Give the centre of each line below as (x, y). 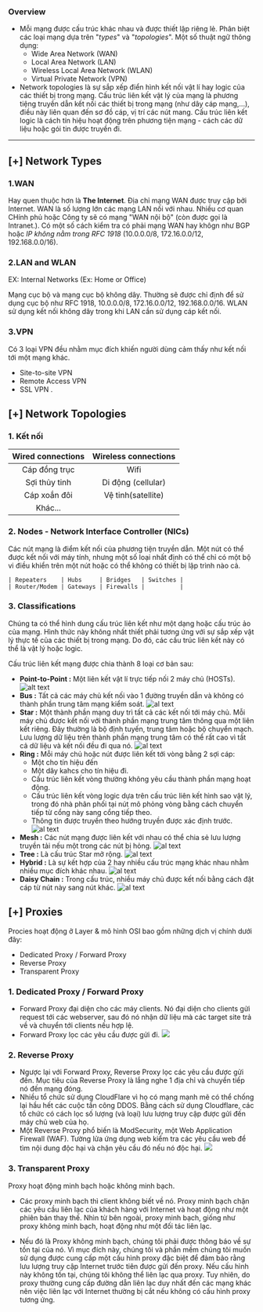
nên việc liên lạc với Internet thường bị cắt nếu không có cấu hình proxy (135, 1291)
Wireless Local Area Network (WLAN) (92, 71)
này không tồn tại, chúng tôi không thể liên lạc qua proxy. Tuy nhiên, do (135, 1274)
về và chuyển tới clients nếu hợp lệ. (77, 1025)
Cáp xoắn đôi (48, 495)
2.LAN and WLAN (42, 262)
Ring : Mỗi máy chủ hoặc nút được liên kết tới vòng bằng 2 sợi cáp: (127, 754)
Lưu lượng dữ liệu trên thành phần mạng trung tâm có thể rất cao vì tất (133, 737)
